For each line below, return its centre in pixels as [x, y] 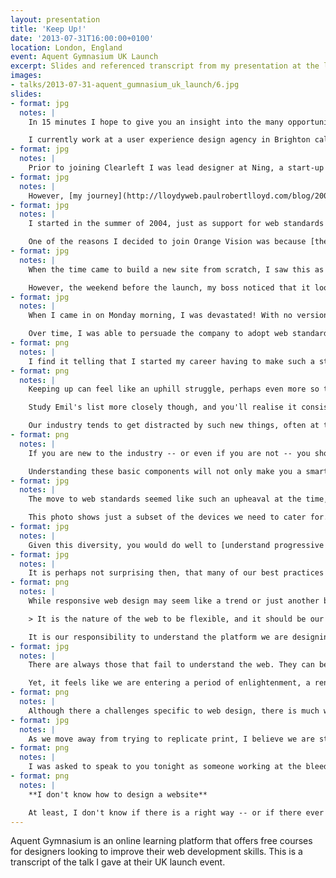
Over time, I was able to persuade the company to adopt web [158, 334]
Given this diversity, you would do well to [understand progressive [176, 545]
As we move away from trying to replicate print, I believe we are [171, 739]
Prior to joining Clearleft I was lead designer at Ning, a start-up [176, 168]
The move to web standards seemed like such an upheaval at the [165, 499]
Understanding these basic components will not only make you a [165, 471]
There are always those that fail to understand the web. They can [171, 665]
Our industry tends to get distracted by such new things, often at [174, 426]
